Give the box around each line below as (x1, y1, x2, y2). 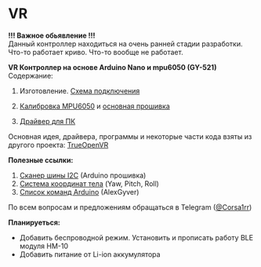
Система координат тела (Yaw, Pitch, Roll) (19, 178, 159, 188)
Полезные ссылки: (8, 155, 74, 165)
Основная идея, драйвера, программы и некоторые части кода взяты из (8, 131, 252, 141)
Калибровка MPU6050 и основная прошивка (19, 101, 170, 111)
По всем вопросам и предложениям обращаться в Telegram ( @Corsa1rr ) (8, 202, 252, 212)
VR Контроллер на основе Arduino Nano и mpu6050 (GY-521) (8, 62, 217, 71)
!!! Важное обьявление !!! (8, 31, 96, 40)
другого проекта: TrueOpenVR (8, 140, 109, 149)
